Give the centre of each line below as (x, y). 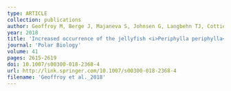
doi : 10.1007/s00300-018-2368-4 (53, 64)
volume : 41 (23, 52)
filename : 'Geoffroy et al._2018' (57, 77)
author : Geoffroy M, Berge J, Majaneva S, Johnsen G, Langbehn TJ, (106, 26)
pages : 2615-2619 (32, 58)
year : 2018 (23, 32)
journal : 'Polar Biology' (44, 45)
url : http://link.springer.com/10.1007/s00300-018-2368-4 (92, 70)
